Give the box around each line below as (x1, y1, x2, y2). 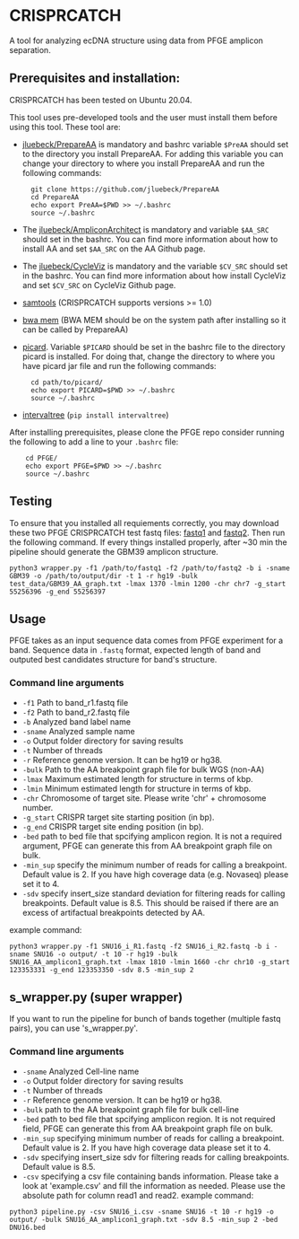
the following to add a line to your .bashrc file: (9, 436, 179, 447)
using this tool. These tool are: (9, 121, 121, 132)
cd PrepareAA (30, 192, 80, 202)
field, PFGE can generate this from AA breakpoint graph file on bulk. (21, 1123, 274, 1134)
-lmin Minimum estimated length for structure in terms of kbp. (21, 783, 252, 794)
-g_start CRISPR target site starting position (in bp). (21, 812, 215, 822)
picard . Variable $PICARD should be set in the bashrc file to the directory (21, 341, 286, 352)
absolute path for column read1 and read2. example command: (21, 1190, 254, 1200)
